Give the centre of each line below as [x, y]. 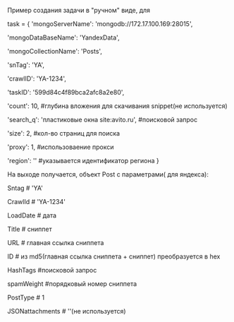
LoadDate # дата [32, 215]
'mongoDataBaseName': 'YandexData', [63, 37]
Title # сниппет [30, 229]
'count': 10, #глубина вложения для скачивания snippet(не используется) [117, 106]
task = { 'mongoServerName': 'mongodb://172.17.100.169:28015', [100, 24]
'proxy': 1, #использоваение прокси [61, 147]
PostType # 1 [26, 297]
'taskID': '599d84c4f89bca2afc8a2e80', [66, 92]
